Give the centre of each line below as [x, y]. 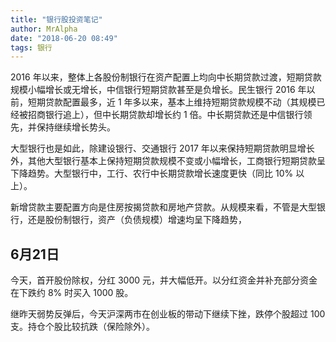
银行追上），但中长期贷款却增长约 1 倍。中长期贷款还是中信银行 [174, 115]
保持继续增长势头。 [76, 127]
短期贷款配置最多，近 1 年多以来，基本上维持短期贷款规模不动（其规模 [172, 102]
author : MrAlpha [44, 29]
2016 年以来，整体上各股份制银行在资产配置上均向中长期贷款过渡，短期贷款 [166, 77]
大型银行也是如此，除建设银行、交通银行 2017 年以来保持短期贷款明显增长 [162, 148]
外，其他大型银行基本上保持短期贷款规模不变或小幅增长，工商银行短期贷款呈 [168, 161]
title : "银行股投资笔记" [56, 19]
